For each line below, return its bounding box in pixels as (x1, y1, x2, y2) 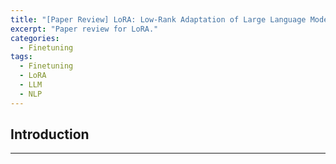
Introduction (10, 126, 90, 143)
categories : (10, 33, 60, 43)
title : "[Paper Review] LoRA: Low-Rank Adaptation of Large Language (10, 14, 307, 25)
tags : (10, 52, 33, 62)
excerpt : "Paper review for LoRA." (10, 24, 159, 34)
